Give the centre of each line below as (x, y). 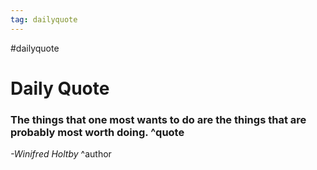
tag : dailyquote (44, 19)
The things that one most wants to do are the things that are (158, 119)
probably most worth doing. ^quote (97, 132)
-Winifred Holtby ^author (61, 154)
